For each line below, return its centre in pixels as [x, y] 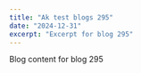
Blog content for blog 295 [57, 60]
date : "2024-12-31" [46, 26]
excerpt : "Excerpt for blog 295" [71, 34]
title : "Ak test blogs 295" [62, 17]
